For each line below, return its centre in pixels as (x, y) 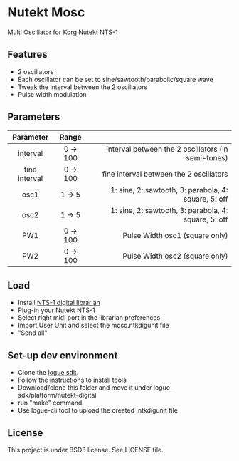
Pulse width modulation (52, 94)
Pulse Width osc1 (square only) (175, 235)
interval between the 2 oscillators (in (167, 149)
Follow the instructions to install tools (72, 380)
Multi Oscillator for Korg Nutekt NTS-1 (63, 32)
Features (27, 55)
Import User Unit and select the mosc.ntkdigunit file (93, 326)
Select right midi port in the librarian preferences (89, 318)
